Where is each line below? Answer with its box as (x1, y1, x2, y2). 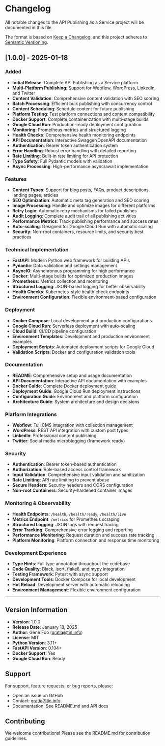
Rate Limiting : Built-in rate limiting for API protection (12, 153, 119, 159)
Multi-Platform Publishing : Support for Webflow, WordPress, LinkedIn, (12, 85, 156, 91)
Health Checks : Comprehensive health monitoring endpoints (12, 132, 136, 138)
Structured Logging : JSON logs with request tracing (12, 521, 119, 527)
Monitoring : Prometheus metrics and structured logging (12, 127, 126, 133)
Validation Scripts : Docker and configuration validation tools (12, 349, 136, 355)
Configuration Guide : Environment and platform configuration (12, 393, 138, 399)
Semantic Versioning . (5, 39, 48, 45)
